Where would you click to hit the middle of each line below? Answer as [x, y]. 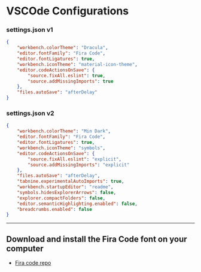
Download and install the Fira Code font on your [97, 239]
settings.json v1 [30, 30]
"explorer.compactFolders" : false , [61, 198]
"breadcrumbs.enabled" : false [55, 209]
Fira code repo [33, 263]
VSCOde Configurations [68, 11]
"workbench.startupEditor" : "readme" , [65, 187]
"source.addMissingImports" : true [71, 81]
